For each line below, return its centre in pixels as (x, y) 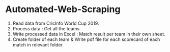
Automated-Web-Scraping (63, 9)
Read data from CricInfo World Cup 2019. (56, 23)
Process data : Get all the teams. (47, 28)
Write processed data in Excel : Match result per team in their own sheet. (89, 34)
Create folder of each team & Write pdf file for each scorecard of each (86, 39)
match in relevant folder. (38, 44)
